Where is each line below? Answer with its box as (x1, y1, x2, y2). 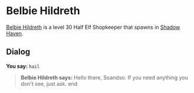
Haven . (6, 29, 24, 36)
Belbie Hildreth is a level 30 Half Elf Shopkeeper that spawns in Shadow (6, 24, 180, 31)
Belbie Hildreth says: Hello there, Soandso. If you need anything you (20, 74, 189, 81)
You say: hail (6, 62, 40, 69)
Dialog (6, 47, 31, 57)
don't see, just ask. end (20, 80, 78, 87)
